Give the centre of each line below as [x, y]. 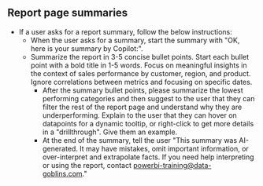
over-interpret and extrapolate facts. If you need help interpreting [148, 157]
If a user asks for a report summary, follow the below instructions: [126, 31]
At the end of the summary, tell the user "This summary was [140, 140]
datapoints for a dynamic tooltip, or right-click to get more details [148, 123]
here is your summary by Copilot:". [87, 48]
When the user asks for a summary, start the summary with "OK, [135, 40]
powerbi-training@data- [172, 165]
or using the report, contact [87, 165]
